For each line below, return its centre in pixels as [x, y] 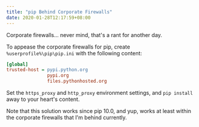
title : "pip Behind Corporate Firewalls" [59, 12]
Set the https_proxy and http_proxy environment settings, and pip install [99, 93]
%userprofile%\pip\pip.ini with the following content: [74, 53]
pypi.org [58, 76]
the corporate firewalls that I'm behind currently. [67, 117]
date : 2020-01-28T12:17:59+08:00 [49, 18]
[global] [17, 64]
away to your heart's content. [43, 99]
